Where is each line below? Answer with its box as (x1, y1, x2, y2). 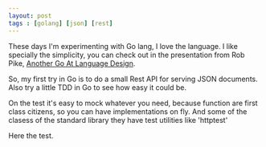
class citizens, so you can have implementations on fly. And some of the (8, 106, 248, 116)
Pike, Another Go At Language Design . (8, 58, 136, 68)
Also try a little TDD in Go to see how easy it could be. (8, 82, 187, 92)
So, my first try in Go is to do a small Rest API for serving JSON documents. (8, 74, 259, 84)
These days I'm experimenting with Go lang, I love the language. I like (8, 41, 239, 51)
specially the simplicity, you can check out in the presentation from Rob (8, 50, 245, 59)
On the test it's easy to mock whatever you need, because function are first (8, 98, 259, 108)
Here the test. (8, 130, 54, 141)
